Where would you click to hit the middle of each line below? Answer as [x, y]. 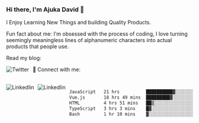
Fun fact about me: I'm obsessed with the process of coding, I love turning [97, 34]
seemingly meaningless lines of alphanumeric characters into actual [89, 40]
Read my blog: [24, 58]
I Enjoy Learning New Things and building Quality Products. [78, 23]
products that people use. [38, 46]
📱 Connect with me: [57, 70]
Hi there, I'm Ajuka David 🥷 [45, 10]
